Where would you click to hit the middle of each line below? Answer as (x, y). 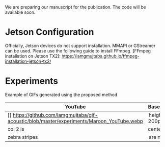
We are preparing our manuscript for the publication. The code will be (76, 7)
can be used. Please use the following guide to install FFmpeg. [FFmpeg (78, 50)
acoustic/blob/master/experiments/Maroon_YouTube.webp (75, 121)
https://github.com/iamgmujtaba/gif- (55, 115)
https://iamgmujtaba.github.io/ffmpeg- (101, 56)
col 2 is (16, 129)
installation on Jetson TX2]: (33, 56)
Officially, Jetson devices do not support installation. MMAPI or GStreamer (80, 46)
